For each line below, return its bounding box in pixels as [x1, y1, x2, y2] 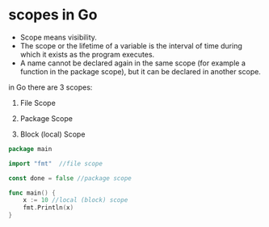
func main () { [8, 188, 57, 197]
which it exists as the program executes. [19, 49, 155, 59]
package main [8, 145, 53, 153]
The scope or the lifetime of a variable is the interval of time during [19, 40, 242, 50]
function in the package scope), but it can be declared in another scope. [19, 66, 261, 76]
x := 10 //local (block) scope [23, 196, 128, 204]
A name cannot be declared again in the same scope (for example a [19, 58, 246, 68]
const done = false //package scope [8, 174, 132, 183]
